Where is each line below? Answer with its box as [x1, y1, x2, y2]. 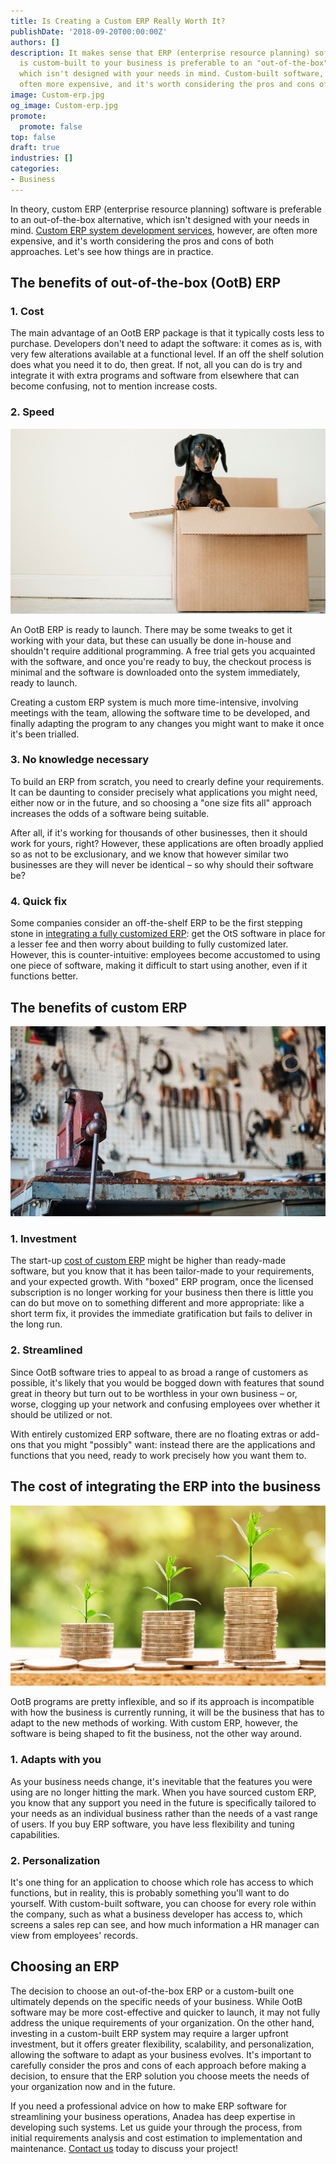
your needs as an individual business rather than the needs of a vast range [10, 1807, 318, 1819]
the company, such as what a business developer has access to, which [10, 1908, 303, 1920]
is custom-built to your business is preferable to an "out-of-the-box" [19, 58, 329, 69]
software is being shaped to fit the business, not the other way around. [10, 1728, 302, 1740]
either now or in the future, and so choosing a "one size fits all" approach [10, 796, 312, 809]
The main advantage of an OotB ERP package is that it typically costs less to [10, 327, 325, 339]
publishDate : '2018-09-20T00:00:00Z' [10, 26, 168, 37]
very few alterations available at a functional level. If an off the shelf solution [10, 348, 324, 360]
